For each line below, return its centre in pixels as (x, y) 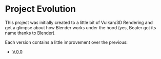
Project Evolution (40, 9)
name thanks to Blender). (30, 33)
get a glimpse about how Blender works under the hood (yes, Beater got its (80, 27)
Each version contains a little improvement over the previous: (66, 42)
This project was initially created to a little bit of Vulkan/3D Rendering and (79, 22)
